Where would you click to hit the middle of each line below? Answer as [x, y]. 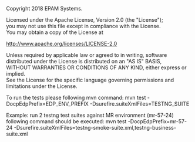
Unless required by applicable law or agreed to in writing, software [87, 55]
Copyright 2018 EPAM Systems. [44, 9]
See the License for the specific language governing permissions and [90, 80]
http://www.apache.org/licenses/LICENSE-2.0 [62, 44]
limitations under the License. [42, 86]
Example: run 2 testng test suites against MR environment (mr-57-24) [90, 115]
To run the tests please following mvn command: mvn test [76, 97]
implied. [16, 74]
